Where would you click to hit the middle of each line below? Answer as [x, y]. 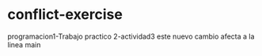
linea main [24, 44]
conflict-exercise [65, 15]
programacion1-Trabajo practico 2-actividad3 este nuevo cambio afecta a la [131, 36]
